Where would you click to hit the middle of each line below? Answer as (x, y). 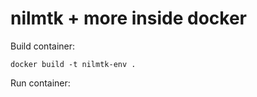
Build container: (43, 46)
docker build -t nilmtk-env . (73, 64)
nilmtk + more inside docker (128, 18)
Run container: (40, 83)
